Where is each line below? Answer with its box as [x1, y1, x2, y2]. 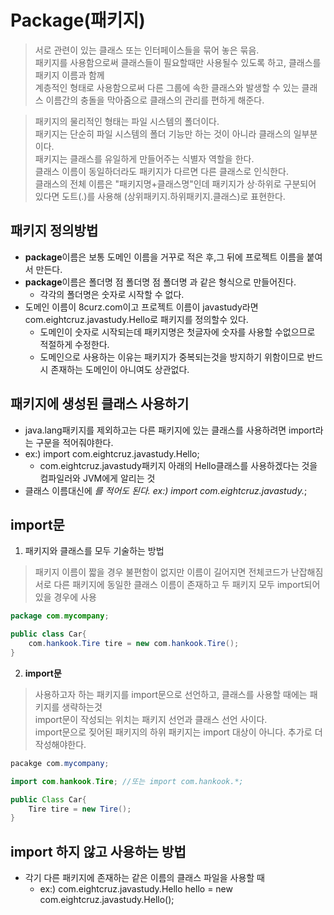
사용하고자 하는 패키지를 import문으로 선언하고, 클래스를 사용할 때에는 [34, 688, 308, 700]
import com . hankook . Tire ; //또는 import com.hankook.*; [10, 776, 244, 786]
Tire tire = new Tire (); [28, 804, 132, 814]
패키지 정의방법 [10, 222, 99, 240]
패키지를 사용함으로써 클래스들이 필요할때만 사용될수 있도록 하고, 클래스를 [34, 56, 322, 68]
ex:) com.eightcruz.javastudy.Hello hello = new [39, 883, 233, 895]
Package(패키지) [10, 9, 146, 32]
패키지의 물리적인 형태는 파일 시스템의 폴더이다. [34, 115, 220, 127]
